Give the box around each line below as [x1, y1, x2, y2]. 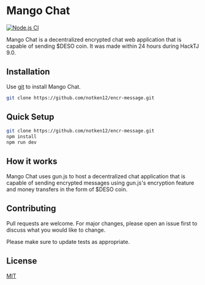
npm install [6, 134, 37, 140]
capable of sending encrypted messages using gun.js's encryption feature [6, 179, 195, 186]
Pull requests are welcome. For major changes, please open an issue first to [6, 219, 198, 227]
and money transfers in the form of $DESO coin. [6, 185, 128, 193]
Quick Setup [6, 112, 54, 123]
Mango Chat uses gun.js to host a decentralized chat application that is [6, 172, 185, 180]
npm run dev [6, 139, 37, 146]
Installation [6, 67, 50, 77]
